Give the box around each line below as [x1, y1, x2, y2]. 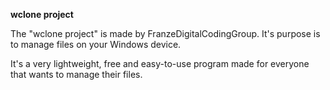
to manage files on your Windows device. [10, 39, 182, 50]
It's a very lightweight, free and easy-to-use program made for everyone [10, 58, 310, 69]
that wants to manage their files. [10, 69, 143, 80]
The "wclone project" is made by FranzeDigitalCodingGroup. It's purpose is [10, 28, 321, 39]
